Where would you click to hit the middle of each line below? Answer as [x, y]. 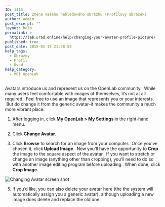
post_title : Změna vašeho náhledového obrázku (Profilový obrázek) [76, 14]
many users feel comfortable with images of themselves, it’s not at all [75, 93]
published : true [22, 42]
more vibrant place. [25, 109]
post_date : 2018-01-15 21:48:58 [38, 47]
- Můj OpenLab [24, 74]
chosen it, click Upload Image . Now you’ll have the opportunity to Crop [85, 149]
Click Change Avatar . [34, 134]
